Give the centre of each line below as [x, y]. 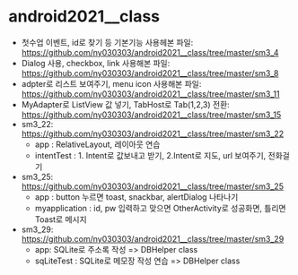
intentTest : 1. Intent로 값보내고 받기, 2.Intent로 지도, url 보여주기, [150, 155]
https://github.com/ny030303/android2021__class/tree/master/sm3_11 [150, 94]
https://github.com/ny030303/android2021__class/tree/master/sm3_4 [150, 52]
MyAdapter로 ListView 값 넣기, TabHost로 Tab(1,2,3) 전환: [125, 104]
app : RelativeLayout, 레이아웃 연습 [97, 144]
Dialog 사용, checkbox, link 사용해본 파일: [96, 63]
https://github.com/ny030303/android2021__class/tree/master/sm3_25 [153, 186]
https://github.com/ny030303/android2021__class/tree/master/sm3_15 [151, 115]
